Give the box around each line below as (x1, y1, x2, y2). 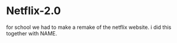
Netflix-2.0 (6, 4, 61, 18)
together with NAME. (6, 29, 58, 37)
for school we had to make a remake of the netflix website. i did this (6, 24, 172, 31)
